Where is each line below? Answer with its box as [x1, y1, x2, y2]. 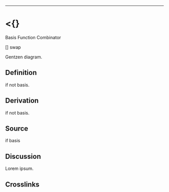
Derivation [5, 97, 39, 105]
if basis [5, 138, 21, 144]
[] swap [5, 44, 21, 50]
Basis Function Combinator [5, 34, 61, 40]
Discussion [5, 152, 41, 161]
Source [5, 124, 29, 133]
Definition [5, 68, 37, 77]
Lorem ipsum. [5, 165, 34, 171]
